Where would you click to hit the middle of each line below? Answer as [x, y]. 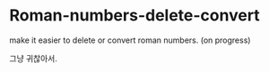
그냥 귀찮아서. [34, 58]
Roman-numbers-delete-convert [134, 16]
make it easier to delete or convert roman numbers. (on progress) [130, 40]
